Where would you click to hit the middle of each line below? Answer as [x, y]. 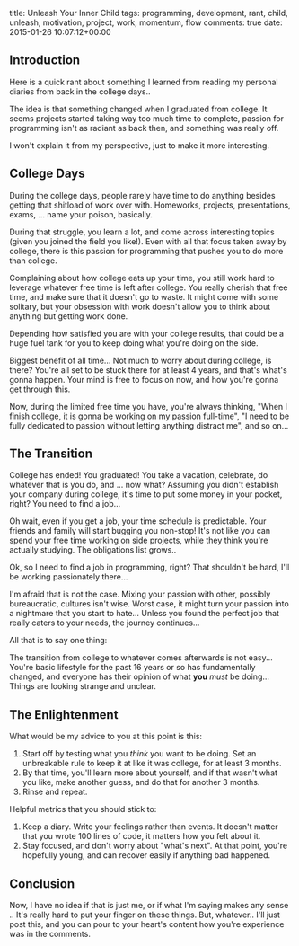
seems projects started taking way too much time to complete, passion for [147, 118]
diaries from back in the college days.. [80, 91]
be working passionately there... [69, 577]
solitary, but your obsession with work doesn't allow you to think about [140, 306]
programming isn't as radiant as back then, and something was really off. [144, 128]
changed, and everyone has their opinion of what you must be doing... [140, 676]
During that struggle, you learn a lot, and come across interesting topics [142, 232]
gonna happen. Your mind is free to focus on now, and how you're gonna [144, 379]
